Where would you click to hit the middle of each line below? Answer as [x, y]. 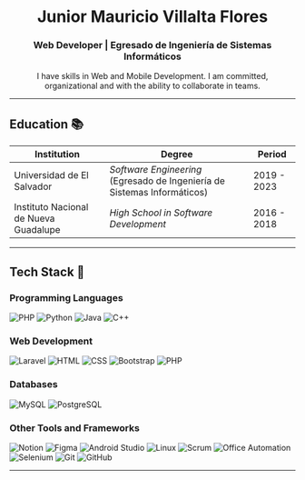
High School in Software [161, 213]
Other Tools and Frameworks [75, 427]
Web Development [51, 341]
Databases [34, 385]
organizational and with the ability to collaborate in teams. [152, 86]
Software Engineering [156, 170]
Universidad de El [51, 175]
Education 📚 [47, 124]
